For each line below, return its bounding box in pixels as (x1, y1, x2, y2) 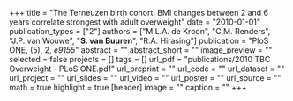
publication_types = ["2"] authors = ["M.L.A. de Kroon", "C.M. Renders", (9, 26, 271, 36)
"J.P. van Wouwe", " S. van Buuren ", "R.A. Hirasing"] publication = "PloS (9, 35, 269, 46)
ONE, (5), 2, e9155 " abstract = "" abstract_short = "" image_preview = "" (9, 45, 273, 55)
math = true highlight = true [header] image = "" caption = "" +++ (9, 83, 247, 92)
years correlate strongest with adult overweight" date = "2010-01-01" (9, 17, 260, 27)
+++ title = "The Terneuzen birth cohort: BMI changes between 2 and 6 (9, 8, 269, 18)
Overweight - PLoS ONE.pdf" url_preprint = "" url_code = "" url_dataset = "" (9, 63, 285, 74)
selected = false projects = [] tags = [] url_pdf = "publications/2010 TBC (9, 54, 271, 64)
